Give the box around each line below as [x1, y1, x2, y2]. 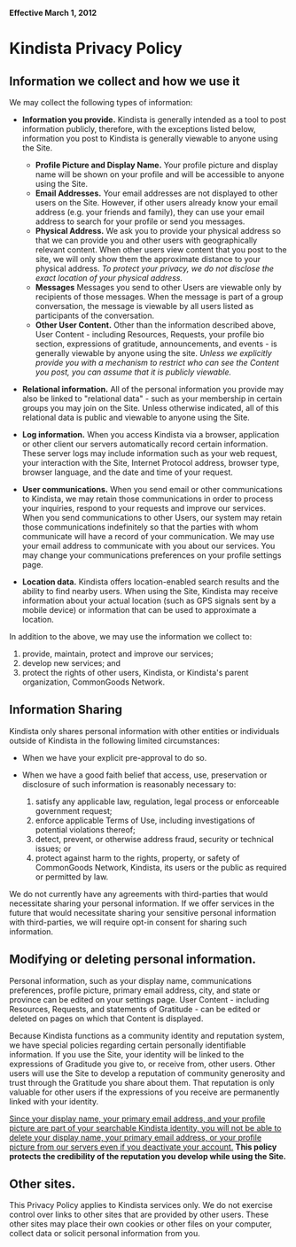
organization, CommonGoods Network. [21, 677, 166, 687]
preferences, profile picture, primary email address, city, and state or [9, 985, 261, 995]
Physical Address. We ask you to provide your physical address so [35, 226, 282, 236]
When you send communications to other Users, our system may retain [21, 513, 283, 523]
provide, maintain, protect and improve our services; [21, 648, 214, 659]
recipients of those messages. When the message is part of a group [35, 291, 284, 302]
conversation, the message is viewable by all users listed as [35, 301, 254, 311]
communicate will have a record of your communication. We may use [21, 531, 275, 541]
